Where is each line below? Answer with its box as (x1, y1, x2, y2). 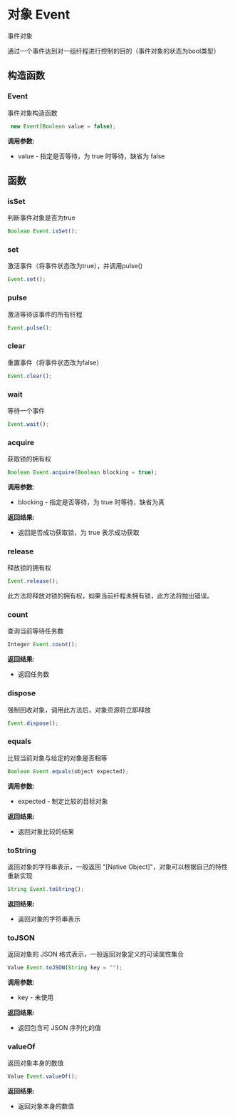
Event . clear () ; (7, 372, 53, 379)
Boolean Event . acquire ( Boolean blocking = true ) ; (7, 469, 158, 476)
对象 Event (7, 6, 70, 23)
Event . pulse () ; (7, 324, 53, 332)
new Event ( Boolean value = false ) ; (10, 123, 116, 130)
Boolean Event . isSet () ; (7, 228, 78, 235)
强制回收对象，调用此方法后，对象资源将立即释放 (7, 705, 151, 714)
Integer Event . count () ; (7, 641, 78, 648)
